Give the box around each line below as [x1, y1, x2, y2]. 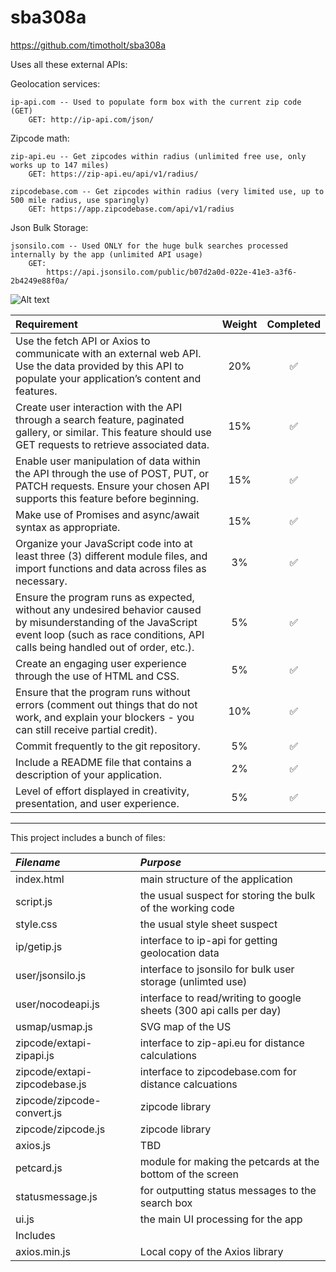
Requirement [15, 317, 78, 331]
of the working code [139, 901, 235, 915]
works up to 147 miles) [10, 160, 110, 170]
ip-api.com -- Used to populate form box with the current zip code [10, 97, 302, 107]
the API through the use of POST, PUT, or [15, 466, 210, 480]
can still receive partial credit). [15, 722, 158, 736]
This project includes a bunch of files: [10, 831, 166, 843]
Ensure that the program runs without [15, 685, 191, 699]
